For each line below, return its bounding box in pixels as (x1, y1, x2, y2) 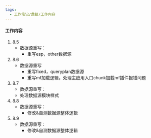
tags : (5, 7, 16, 12)
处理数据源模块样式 (19, 92, 59, 98)
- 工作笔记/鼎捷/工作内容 (9, 12, 55, 17)
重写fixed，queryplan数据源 (27, 69, 84, 74)
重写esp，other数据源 (27, 51, 72, 57)
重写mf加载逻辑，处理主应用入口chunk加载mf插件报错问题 (27, 74, 146, 80)
